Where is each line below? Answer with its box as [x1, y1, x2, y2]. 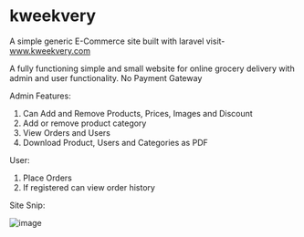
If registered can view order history [22, 181, 155, 192]
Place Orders [22, 172, 73, 183]
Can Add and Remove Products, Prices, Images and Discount [22, 108, 253, 118]
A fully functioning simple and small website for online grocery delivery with [9, 63, 295, 74]
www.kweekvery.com [9, 45, 91, 56]
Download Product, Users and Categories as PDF [22, 137, 208, 148]
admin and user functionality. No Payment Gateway [9, 72, 203, 83]
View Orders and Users [22, 127, 111, 138]
